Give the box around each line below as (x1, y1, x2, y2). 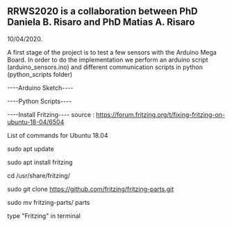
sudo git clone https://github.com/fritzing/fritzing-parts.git (7, 185, 174, 193)
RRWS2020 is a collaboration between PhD (7, 6, 198, 17)
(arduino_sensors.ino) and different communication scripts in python (7, 62, 204, 71)
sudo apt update (7, 145, 54, 153)
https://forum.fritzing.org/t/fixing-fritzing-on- (96, 110, 226, 118)
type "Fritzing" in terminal (7, 211, 81, 220)
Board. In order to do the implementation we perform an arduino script (7, 55, 208, 64)
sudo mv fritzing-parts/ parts (7, 198, 90, 206)
